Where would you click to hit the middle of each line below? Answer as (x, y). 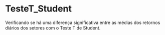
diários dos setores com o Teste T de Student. (53, 27)
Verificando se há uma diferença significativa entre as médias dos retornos (83, 22)
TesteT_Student (38, 9)
